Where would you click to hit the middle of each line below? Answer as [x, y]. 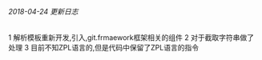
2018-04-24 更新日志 [43, 11]
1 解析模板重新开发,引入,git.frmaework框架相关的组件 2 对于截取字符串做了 [131, 38]
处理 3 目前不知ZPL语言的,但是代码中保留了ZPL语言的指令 [103, 48]
